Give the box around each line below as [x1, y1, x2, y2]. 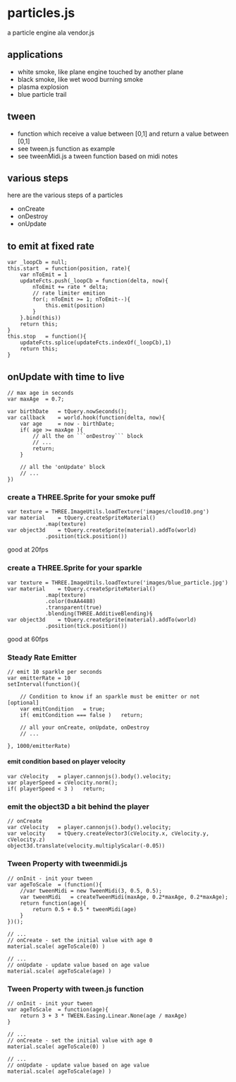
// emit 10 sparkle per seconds [7, 668, 102, 675]
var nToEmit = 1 [20, 271, 68, 278]
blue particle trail [17, 90, 67, 98]
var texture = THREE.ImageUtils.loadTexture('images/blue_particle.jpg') [7, 579, 229, 586]
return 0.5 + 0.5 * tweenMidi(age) [32, 905, 137, 912]
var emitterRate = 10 [7, 674, 71, 682]
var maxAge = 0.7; [7, 396, 65, 403]
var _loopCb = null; [7, 259, 68, 266]
